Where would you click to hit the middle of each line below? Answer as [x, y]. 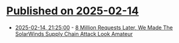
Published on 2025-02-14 [73, 11]
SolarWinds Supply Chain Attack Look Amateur [74, 33]
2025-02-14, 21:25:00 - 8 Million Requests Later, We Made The [94, 27]
